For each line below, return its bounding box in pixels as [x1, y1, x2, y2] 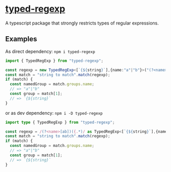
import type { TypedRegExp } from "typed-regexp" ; [5, 119, 115, 125]
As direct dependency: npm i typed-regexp [5, 48, 95, 54]
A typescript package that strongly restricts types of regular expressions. [5, 20, 159, 26]
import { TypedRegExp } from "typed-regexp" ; [5, 58, 103, 63]
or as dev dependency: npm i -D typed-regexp [5, 110, 103, 116]
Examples [5, 35, 37, 43]
